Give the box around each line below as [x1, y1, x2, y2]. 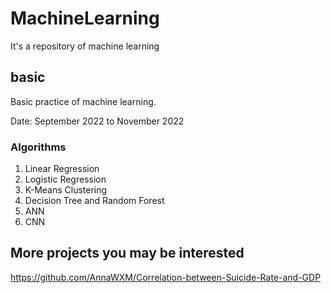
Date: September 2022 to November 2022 [10, 115, 185, 127]
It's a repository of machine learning [10, 40, 160, 52]
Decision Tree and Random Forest [24, 195, 165, 207]
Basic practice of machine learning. [10, 95, 157, 107]
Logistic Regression [24, 173, 107, 186]
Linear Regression [24, 163, 100, 175]
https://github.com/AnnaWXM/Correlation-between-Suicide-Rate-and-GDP [10, 271, 322, 283]
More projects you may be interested [10, 245, 245, 262]
